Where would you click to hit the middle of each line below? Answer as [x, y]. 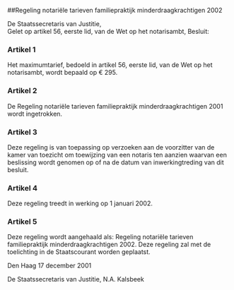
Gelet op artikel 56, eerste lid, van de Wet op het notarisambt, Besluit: [109, 31]
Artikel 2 [22, 91]
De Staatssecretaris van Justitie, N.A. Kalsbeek [76, 279]
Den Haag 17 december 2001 [49, 266]
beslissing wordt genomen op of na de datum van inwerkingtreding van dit [116, 162]
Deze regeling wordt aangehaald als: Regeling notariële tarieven [100, 237]
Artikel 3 [22, 132]
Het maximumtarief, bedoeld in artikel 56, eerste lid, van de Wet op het [110, 65]
